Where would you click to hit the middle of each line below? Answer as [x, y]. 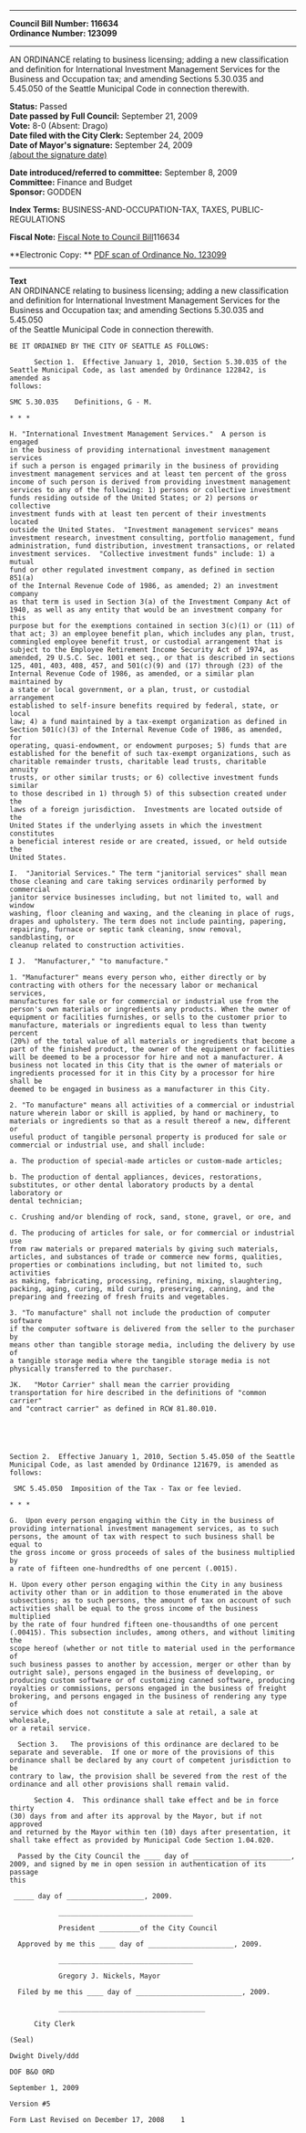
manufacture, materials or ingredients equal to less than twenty [138, 1025]
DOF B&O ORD [32, 2072]
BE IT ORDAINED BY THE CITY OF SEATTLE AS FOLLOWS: [109, 346]
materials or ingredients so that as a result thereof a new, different [150, 1121]
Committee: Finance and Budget [71, 182]
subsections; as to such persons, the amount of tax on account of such [150, 1601]
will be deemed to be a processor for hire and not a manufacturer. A [146, 1057]
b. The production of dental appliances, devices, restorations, [136, 1177]
